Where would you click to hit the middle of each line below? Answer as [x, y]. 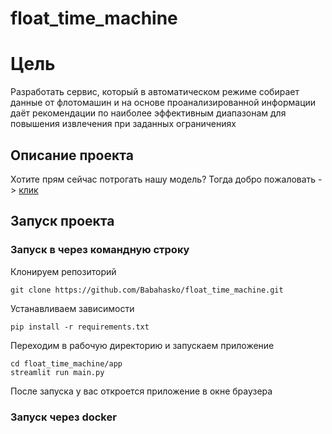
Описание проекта [72, 155]
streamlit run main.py [57, 372]
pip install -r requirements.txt [80, 327]
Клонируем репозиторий [63, 271]
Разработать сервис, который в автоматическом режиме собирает [155, 92]
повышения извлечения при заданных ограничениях [123, 124]
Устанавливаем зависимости [72, 308]
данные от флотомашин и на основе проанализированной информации [163, 103]
